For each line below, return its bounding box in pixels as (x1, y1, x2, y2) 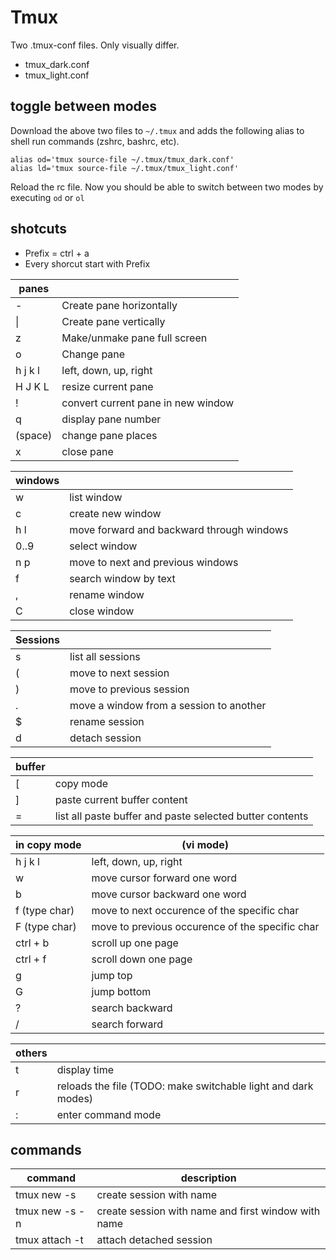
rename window (69, 587, 145, 601)
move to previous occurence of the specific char (91, 919, 320, 933)
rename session (69, 714, 145, 728)
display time (56, 1062, 114, 1076)
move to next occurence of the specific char (91, 903, 300, 917)
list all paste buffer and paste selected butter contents (54, 809, 309, 823)
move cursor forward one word (91, 871, 237, 885)
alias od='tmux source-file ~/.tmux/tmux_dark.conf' (10, 154, 235, 165)
